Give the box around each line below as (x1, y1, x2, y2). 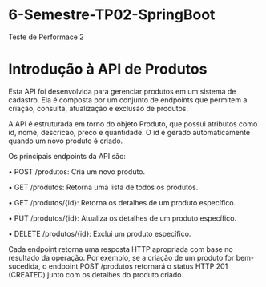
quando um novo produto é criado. (8, 136, 123, 145)
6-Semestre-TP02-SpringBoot (8, 6, 216, 24)
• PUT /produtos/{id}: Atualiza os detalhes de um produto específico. (8, 213, 237, 223)
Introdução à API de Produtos (8, 60, 208, 78)
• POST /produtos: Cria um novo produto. (8, 166, 146, 177)
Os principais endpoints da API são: (8, 151, 127, 161)
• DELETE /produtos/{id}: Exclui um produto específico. (8, 229, 191, 238)
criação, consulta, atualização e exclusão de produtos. (8, 103, 189, 113)
